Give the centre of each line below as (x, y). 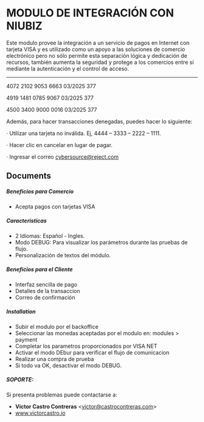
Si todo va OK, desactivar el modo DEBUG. (68, 365)
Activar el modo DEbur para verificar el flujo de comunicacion (92, 353)
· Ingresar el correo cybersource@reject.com (63, 157)
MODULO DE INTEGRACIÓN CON (90, 13)
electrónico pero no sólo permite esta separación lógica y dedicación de (97, 55)
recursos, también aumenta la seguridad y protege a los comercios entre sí (100, 62)
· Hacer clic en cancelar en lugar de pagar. (59, 145)
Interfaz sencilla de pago (46, 285)
